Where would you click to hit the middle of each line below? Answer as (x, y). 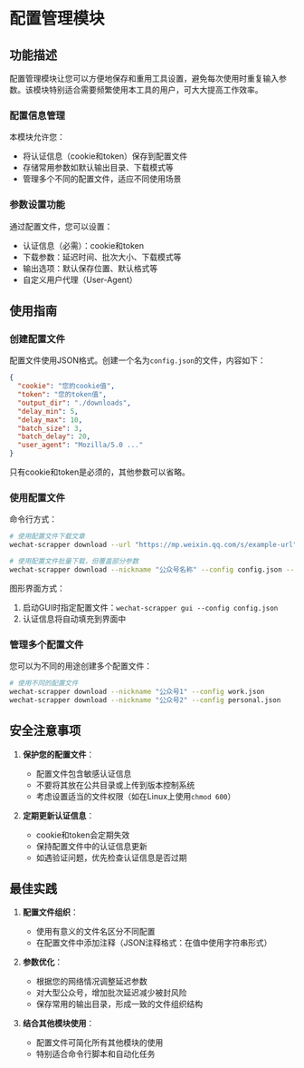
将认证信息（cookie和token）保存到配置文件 (105, 156)
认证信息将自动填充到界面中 (74, 619)
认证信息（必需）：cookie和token (83, 245)
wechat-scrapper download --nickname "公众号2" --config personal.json (145, 700)
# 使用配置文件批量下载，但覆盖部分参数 (74, 562)
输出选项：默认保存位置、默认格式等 (90, 268)
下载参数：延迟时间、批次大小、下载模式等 (102, 257)
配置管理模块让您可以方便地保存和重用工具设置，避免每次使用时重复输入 (144, 78)
